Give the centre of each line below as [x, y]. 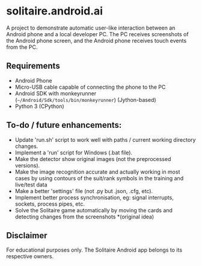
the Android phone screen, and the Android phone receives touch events [96, 40]
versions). [27, 165]
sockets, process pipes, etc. [50, 204]
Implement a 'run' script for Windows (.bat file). [74, 153]
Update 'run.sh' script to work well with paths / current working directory [105, 139]
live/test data [31, 185]
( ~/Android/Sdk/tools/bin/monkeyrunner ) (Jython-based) [85, 100]
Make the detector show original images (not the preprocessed [93, 159]
